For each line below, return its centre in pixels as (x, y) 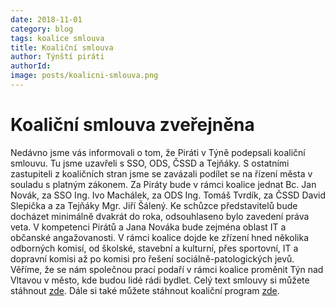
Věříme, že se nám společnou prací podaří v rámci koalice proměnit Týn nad (167, 269)
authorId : (31, 66)
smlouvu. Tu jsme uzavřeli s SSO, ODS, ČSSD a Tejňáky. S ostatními (150, 163)
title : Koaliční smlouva (62, 47)
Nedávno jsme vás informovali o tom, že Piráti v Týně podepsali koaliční (158, 152)
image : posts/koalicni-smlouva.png (84, 76)
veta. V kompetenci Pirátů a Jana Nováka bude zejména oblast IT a (148, 227)
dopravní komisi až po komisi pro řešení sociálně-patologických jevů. (152, 258)
